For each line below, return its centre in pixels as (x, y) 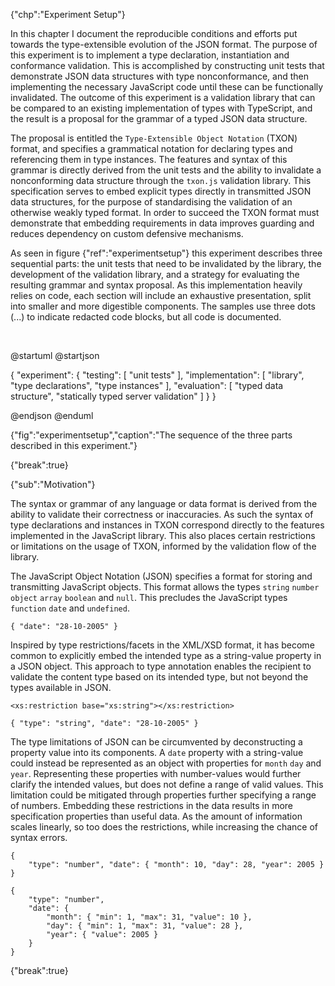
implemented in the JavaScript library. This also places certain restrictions (163, 535)
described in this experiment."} (74, 445)
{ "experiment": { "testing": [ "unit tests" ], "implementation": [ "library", (157, 375)
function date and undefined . (70, 608)
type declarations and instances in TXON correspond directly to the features (167, 525)
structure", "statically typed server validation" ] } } (113, 396)
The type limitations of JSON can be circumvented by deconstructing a (156, 742)
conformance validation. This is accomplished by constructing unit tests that (167, 65)
